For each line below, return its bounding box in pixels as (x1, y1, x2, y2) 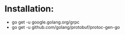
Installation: (4, 3, 54, 14)
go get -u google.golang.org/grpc (11, 19, 80, 25)
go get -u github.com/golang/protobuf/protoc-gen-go (11, 24, 120, 30)
